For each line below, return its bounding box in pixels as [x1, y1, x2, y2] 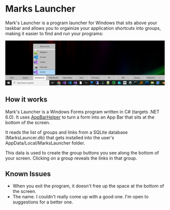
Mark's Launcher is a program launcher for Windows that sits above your [5, 20, 157, 26]
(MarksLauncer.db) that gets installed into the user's [5, 134, 114, 140]
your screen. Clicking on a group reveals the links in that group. [5, 155, 138, 161]
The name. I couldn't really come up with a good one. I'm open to [12, 194, 149, 200]
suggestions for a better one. [12, 199, 73, 205]
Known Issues [5, 170, 51, 178]
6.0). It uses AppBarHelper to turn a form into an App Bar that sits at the [5, 114, 155, 120]
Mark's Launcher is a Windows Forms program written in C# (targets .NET [5, 109, 160, 115]
